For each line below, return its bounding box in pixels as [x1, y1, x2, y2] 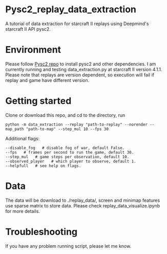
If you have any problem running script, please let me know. [5, 243, 132, 249]
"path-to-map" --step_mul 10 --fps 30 [26, 126, 109, 132]
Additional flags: [5, 135, 40, 141]
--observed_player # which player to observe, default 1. [5, 159, 137, 164]
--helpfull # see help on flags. [5, 163, 81, 168]
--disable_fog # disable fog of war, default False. [5, 145, 125, 151]
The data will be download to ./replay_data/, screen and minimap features [5, 197, 160, 203]
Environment [5, 44, 61, 56]
